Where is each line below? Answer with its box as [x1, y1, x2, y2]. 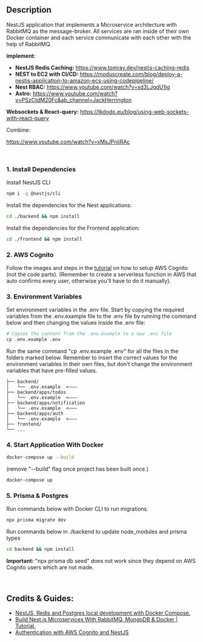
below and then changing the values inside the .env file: [6, 319, 145, 326]
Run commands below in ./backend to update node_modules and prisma [6, 528, 187, 536]
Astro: [15, 89, 32, 97]
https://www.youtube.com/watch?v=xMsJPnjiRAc [6, 138, 130, 145]
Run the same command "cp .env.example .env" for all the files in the [6, 348, 179, 355]
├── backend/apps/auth [6, 410, 64, 417]
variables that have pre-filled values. [6, 367, 98, 374]
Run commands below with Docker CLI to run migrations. [6, 505, 148, 513]
